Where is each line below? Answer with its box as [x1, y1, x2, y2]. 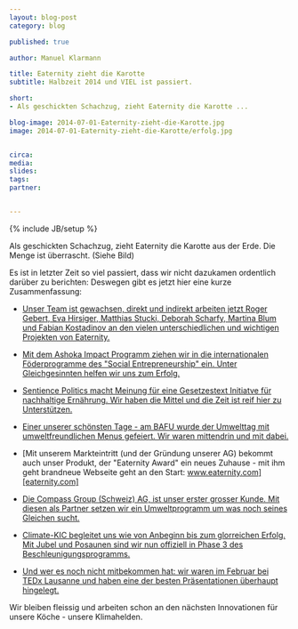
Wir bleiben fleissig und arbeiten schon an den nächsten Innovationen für [9, 601, 278, 612]
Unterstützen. [21, 404, 73, 415]
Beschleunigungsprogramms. [21, 548, 131, 559]
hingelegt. [21, 585, 60, 595]
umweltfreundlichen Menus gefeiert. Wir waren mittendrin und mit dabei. [21, 431, 289, 441]
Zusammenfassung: [9, 286, 83, 296]
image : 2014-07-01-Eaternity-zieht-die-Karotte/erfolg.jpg [9, 126, 233, 135]
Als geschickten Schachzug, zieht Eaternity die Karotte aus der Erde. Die [9, 240, 276, 251]
